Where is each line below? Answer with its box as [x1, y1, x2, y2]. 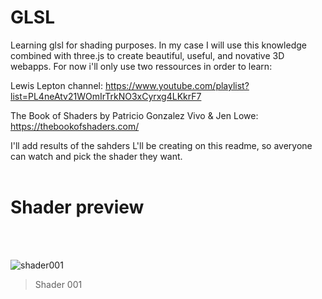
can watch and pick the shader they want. [10, 150, 183, 162]
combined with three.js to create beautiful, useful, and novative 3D [10, 49, 285, 61]
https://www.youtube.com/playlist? [104, 79, 250, 91]
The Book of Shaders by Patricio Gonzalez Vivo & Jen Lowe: [10, 109, 259, 121]
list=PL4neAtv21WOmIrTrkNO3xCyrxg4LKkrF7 [10, 90, 202, 102]
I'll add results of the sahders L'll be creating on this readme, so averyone [10, 139, 313, 151]
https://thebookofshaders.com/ [10, 120, 140, 132]
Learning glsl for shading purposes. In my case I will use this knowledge [10, 39, 307, 51]
